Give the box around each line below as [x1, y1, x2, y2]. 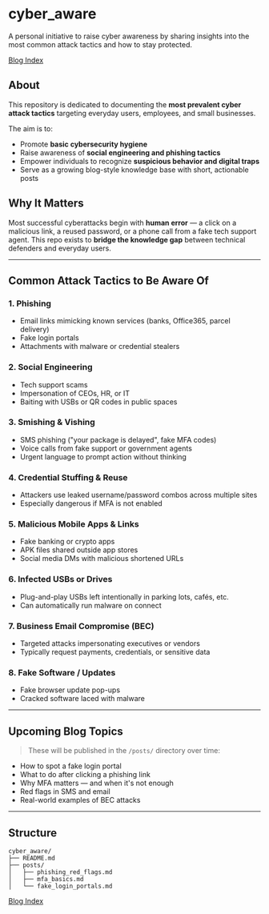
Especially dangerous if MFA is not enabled [19, 499, 163, 508]
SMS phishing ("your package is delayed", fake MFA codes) [19, 435, 217, 444]
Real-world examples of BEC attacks [19, 796, 141, 805]
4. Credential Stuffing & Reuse [8, 471, 128, 483]
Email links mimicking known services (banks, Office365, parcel [19, 316, 231, 326]
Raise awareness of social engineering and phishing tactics [19, 147, 221, 157]
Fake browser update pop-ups [19, 685, 121, 695]
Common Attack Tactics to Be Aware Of [8, 274, 210, 287]
